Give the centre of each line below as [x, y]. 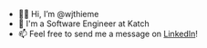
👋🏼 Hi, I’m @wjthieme [58, 14]
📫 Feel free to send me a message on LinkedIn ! [108, 34]
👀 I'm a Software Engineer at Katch [84, 24]
